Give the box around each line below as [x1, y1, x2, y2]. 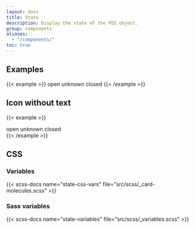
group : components [6, 25, 52, 32]
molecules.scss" [6, 187, 47, 194]
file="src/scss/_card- [103, 181, 155, 188]
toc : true [6, 43, 31, 49]
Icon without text [6, 98, 71, 108]
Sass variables [6, 202, 50, 211]
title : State [6, 14, 39, 20]
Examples [6, 64, 44, 75]
